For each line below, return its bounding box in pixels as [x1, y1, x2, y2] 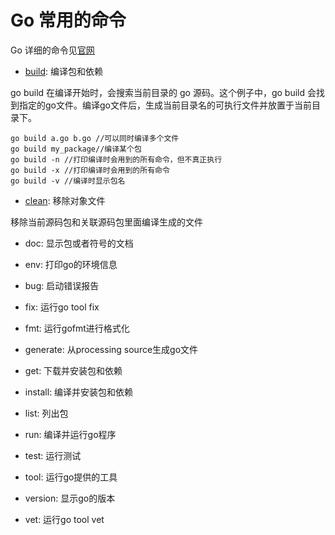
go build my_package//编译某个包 [10, 144, 142, 154]
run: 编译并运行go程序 [24, 428, 117, 440]
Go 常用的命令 [10, 9, 127, 32]
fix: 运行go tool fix [24, 301, 100, 313]
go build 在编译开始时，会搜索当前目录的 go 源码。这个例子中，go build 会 [10, 86, 317, 98]
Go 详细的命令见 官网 [10, 44, 95, 56]
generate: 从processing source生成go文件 [24, 343, 199, 355]
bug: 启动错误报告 [24, 279, 100, 291]
